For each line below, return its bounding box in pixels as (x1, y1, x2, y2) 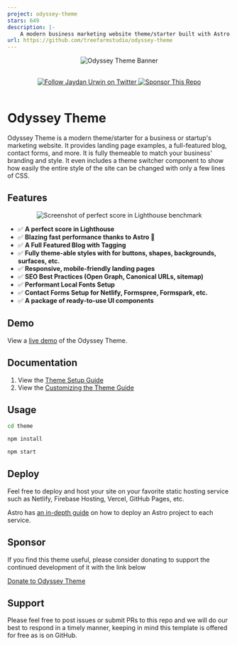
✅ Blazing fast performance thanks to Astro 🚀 (17, 233, 155, 241)
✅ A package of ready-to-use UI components (17, 296, 154, 304)
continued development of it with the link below (7, 563, 147, 571)
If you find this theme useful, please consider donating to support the (7, 555, 210, 564)
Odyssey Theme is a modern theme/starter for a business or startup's (7, 134, 211, 142)
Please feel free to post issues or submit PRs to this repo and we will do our (7, 616, 228, 624)
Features (7, 192, 48, 204)
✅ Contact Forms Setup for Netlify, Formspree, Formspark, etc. (17, 288, 208, 297)
